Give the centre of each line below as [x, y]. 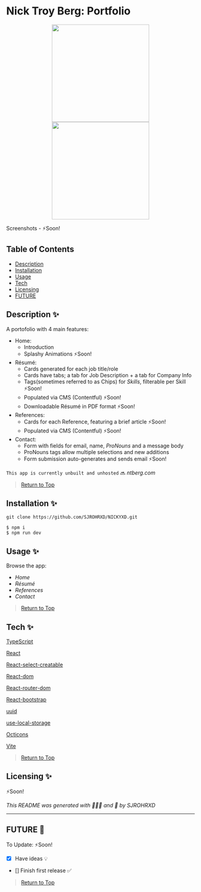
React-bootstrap [26, 699]
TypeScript [20, 641]
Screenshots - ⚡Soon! [33, 228]
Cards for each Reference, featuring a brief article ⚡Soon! [95, 422]
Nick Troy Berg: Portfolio [68, 11]
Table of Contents [40, 249]
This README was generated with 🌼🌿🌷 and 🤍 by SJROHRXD [81, 805]
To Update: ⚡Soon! [29, 845]
